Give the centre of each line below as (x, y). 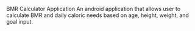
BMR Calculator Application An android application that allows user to (94, 9)
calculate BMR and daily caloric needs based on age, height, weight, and (97, 15)
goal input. (20, 22)
